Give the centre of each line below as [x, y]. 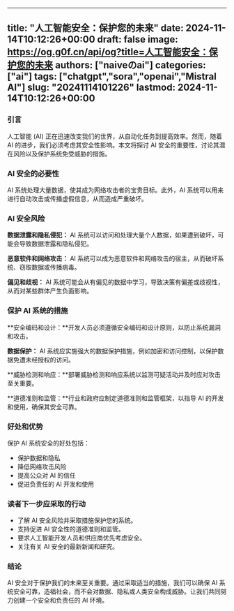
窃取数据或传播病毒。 [50, 267]
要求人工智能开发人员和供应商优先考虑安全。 [81, 538]
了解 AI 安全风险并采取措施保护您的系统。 [77, 520]
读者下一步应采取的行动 [46, 503]
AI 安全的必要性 [33, 173]
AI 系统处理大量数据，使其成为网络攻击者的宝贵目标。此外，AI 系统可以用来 [116, 190]
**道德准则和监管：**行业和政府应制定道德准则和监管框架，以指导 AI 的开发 [116, 398]
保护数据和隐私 [39, 457]
